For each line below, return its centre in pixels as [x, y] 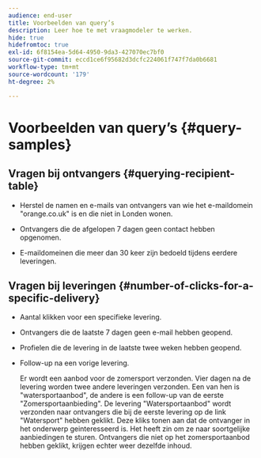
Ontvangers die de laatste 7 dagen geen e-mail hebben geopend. [126, 332]
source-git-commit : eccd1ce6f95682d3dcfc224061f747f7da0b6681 [113, 60]
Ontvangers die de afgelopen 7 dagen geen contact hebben [117, 229]
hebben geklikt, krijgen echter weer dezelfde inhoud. [106, 446]
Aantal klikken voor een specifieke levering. [91, 317]
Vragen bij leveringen [62, 286]
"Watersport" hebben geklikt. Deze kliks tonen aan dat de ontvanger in [135, 421]
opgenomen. [40, 237]
